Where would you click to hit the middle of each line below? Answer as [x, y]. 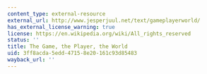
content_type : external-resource [57, 14]
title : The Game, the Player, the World [68, 47]
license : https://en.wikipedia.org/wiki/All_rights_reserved [99, 33]
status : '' [23, 40]
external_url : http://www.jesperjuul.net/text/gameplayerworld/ [104, 20]
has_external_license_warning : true [61, 27]
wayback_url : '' [31, 60]
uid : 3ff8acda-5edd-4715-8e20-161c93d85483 [72, 54]
